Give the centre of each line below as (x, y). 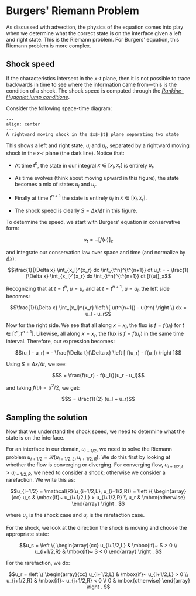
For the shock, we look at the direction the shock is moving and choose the (97, 528)
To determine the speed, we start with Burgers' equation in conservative (93, 222)
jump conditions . (50, 97)
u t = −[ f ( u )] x (98, 240)
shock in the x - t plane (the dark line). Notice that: (65, 153)
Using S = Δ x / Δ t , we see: (37, 364)
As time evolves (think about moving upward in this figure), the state (97, 178)
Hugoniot (17, 97)
